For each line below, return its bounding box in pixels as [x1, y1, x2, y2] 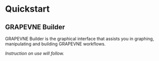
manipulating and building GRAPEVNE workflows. [5, 41, 106, 47]
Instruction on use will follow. [5, 50, 64, 56]
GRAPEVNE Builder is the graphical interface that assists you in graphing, [5, 36, 154, 41]
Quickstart [5, 3, 50, 15]
